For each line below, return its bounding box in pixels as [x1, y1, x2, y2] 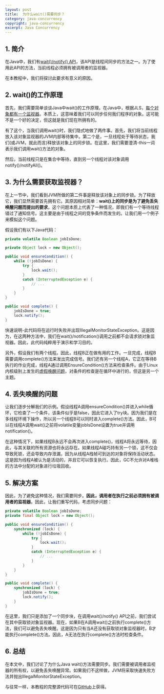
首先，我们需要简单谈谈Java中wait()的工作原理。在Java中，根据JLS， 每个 [5, 105, 155, 111]
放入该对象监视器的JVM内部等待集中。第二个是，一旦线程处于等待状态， [5, 133, 151, 139]
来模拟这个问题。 [5, 216, 40, 222]
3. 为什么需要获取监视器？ [5, 178, 83, 186]
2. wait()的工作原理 [5, 91, 63, 99]
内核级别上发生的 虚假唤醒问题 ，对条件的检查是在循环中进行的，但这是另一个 [5, 368, 159, 374]
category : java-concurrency [5, 16, 62, 21]
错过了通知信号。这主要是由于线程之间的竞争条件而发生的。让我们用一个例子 [5, 210, 159, 216]
